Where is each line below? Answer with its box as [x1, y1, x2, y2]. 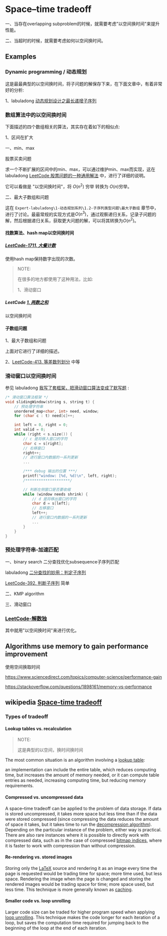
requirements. [5, 783, 34, 789]
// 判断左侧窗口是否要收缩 [23, 487, 71, 492]
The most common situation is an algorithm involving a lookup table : [5, 757, 146, 763]
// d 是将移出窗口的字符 [31, 496, 77, 501]
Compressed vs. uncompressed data [5, 794, 84, 800]
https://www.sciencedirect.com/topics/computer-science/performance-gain [5, 674, 162, 680]
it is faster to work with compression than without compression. [5, 842, 136, 848]
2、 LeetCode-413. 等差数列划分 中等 [5, 359, 80, 365]
